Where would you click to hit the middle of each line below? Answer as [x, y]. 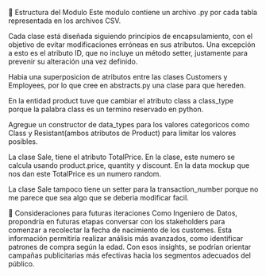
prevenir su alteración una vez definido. [73, 61]
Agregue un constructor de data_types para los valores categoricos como [129, 124]
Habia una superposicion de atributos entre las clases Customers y [118, 77]
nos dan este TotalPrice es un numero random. [85, 174]
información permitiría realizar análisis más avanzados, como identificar [126, 238]
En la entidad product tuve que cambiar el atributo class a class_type [121, 101]
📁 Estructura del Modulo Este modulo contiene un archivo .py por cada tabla [133, 12]
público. [21, 264]
